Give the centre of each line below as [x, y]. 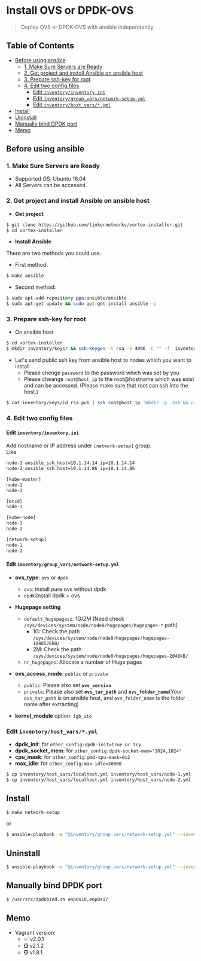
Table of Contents [40, 46]
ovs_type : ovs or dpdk [42, 577]
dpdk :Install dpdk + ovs [52, 595]
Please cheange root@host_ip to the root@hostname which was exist [109, 379]
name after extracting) [51, 704]
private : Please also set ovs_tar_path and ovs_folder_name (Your [103, 691]
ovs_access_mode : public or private [61, 673]
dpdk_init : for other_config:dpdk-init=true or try [78, 745]
